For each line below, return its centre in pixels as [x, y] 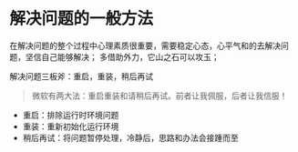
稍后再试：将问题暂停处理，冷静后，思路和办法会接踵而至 [130, 137]
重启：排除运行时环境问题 [71, 115]
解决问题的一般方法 [82, 19]
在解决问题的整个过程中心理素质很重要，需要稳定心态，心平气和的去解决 [145, 46]
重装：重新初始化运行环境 [71, 126]
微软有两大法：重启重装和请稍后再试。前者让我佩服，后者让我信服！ [159, 96]
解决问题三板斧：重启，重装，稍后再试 [81, 76]
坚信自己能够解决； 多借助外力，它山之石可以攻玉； [122, 56]
